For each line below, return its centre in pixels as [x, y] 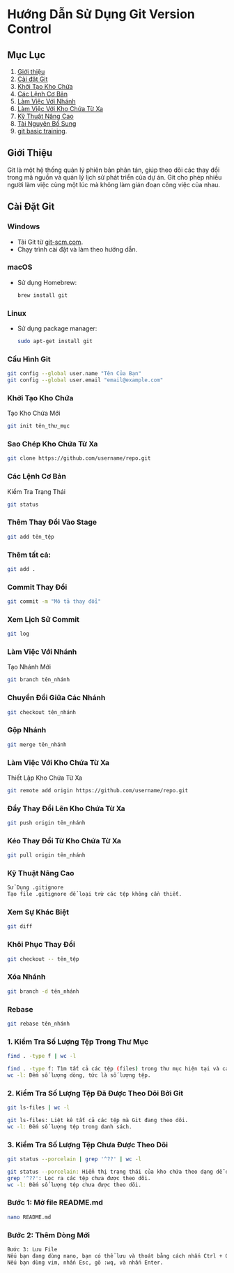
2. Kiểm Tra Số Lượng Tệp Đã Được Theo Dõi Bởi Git [95, 1093]
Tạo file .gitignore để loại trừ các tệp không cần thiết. [95, 894]
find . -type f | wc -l [42, 1056]
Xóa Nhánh [26, 977]
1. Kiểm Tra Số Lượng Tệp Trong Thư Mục [78, 1042]
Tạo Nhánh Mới [29, 667]
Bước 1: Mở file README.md [55, 1202]
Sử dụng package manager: [57, 328]
